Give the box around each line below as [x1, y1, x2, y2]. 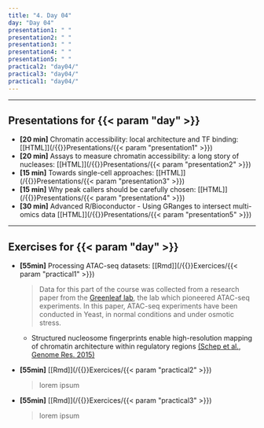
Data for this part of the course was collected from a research [38, 285, 240, 294]
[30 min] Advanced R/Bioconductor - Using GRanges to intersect [19, 201, 232, 211]
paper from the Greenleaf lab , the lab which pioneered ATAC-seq [38, 293, 250, 303]
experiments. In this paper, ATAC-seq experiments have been [38, 301, 238, 311]
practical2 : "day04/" [8, 63, 79, 71]
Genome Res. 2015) [31, 350, 96, 360]
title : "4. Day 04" [8, 11, 72, 20]
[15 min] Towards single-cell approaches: [19, 168, 155, 178]
